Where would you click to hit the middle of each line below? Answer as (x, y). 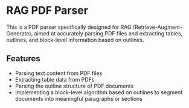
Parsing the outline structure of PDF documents (74, 86)
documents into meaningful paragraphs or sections (79, 98)
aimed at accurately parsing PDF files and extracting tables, (108, 33)
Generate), (20, 33)
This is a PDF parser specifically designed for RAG (69, 27)
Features (23, 58)
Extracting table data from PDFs (55, 79)
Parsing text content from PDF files (59, 73)
